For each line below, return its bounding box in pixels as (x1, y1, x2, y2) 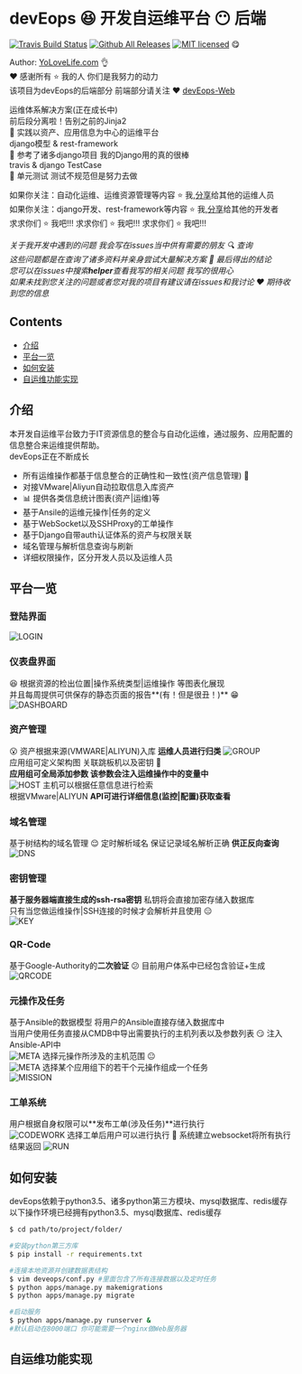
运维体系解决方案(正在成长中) (9, 104, 119, 115)
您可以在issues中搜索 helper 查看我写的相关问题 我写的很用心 (9, 265, 234, 276)
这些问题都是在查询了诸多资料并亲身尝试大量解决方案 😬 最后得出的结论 (9, 254, 272, 265)
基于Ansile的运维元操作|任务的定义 (22, 507, 151, 518)
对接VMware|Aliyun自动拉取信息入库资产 (22, 481, 175, 492)
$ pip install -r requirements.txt (9, 1249, 143, 1258)
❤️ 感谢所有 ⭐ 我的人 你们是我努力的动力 (9, 70, 159, 81)
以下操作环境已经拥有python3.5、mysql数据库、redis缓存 (9, 1207, 223, 1218)
